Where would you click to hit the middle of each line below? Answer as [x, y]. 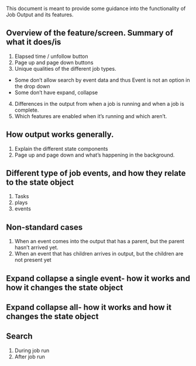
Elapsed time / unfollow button [51, 56]
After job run [30, 357]
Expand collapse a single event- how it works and [98, 278]
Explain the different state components [61, 149]
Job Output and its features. [40, 15]
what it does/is [34, 42]
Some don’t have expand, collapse [56, 92]
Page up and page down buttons [54, 62]
